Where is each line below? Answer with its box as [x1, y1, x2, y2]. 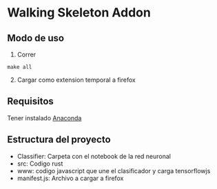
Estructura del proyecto [7, 134, 112, 146]
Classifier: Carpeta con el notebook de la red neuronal [17, 152, 171, 160]
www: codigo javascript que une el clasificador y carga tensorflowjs [17, 166, 211, 175]
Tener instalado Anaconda [7, 113, 82, 122]
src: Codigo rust [17, 159, 63, 168]
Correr [17, 50, 37, 58]
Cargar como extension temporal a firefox [17, 76, 136, 84]
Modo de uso [7, 32, 64, 44]
